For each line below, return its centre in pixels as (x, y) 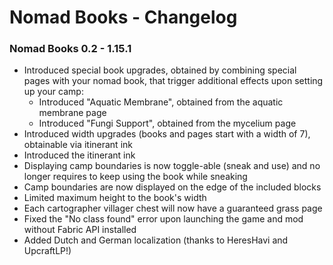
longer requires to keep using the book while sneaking (135, 177)
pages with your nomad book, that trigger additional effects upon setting (173, 81)
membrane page (72, 113)
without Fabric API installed (80, 230)
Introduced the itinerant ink (79, 155)
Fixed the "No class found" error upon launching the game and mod (163, 219)
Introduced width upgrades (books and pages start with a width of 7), (167, 134)
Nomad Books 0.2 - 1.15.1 (70, 49)
